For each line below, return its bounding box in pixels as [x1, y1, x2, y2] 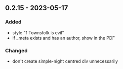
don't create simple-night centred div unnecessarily [12, 58, 118, 64]
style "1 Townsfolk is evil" [12, 29, 64, 36]
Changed [5, 47, 28, 54]
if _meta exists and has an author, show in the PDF [12, 35, 115, 41]
